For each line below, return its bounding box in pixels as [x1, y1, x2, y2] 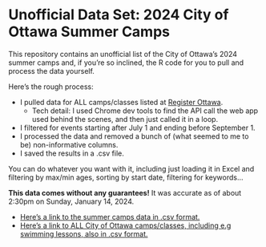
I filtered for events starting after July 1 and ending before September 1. [19, 123, 256, 132]
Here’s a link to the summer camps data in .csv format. [19, 212, 200, 221]
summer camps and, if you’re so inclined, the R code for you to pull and [8, 58, 244, 67]
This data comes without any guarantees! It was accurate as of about [8, 188, 242, 197]
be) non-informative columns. [19, 140, 119, 149]
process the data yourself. [8, 66, 95, 75]
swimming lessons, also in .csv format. [19, 229, 148, 238]
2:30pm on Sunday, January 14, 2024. [8, 196, 135, 206]
